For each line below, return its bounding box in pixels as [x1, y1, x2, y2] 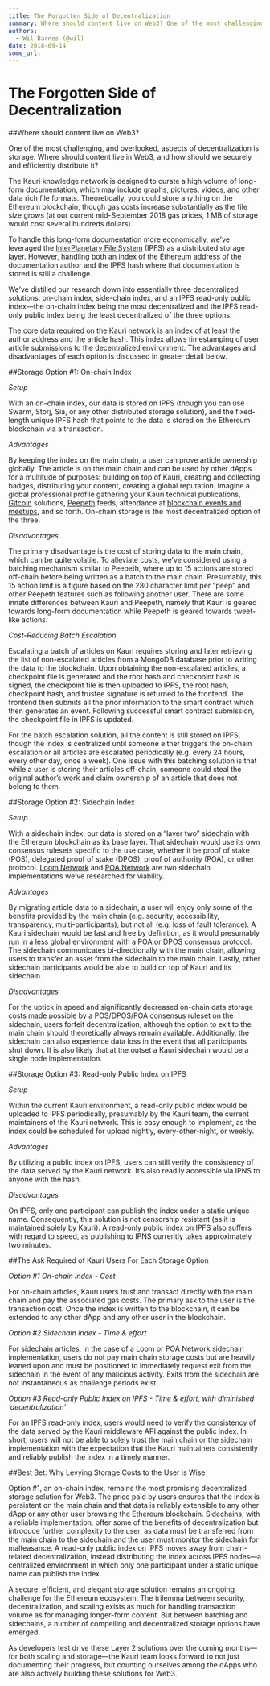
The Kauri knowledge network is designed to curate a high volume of [8, 176, 237, 185]
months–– [224, 1642, 257, 1652]
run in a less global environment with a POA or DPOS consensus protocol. [8, 936, 252, 946]
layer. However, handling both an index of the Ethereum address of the [8, 251, 243, 261]
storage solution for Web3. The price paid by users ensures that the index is [8, 1492, 260, 1501]
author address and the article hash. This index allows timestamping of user [8, 334, 260, 343]
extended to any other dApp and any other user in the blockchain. [8, 1312, 227, 1322]
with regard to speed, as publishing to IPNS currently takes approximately [8, 1231, 252, 1241]
